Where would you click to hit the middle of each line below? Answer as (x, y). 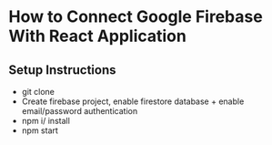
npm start (40, 130)
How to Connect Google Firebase (136, 17)
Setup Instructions (62, 70)
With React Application (98, 36)
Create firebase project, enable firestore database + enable (133, 101)
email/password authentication (80, 111)
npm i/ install (45, 121)
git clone (38, 92)
